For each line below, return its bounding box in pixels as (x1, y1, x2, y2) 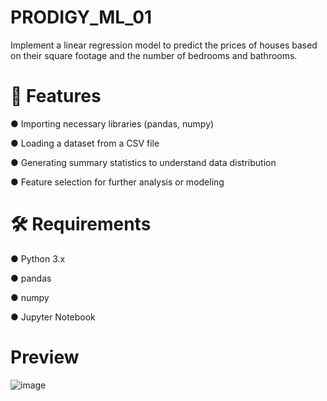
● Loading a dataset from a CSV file (10, 137, 160, 149)
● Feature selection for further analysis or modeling (10, 176, 225, 188)
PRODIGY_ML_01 (10, 6, 153, 29)
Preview (10, 346, 80, 368)
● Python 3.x (10, 252, 66, 265)
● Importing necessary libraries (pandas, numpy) (10, 117, 215, 130)
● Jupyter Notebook (10, 311, 96, 323)
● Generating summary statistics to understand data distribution (10, 156, 277, 168)
